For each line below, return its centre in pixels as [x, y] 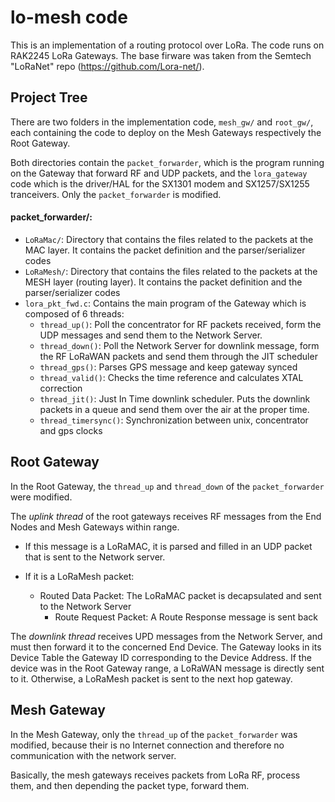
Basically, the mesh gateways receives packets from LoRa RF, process [155, 775]
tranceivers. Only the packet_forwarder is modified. [116, 194]
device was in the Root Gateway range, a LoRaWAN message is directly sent [167, 668]
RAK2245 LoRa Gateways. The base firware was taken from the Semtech [161, 55]
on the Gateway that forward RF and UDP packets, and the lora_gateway [159, 173]
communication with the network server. [93, 755]
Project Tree [49, 97]
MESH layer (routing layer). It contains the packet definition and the [163, 282]
